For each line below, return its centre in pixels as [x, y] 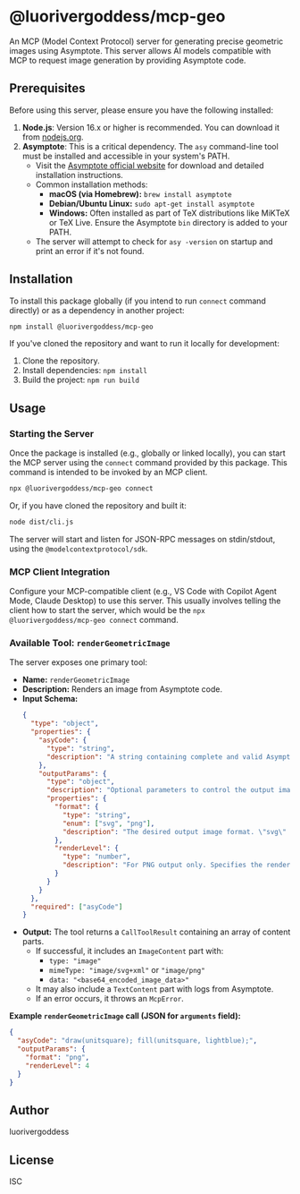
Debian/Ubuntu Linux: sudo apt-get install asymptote [152, 203]
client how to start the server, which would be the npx [107, 610]
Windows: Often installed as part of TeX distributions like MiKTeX [169, 213]
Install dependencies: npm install [84, 371]
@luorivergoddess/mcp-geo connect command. [94, 620]
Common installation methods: [92, 184]
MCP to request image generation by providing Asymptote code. [128, 60]
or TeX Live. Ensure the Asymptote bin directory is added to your [168, 222]
